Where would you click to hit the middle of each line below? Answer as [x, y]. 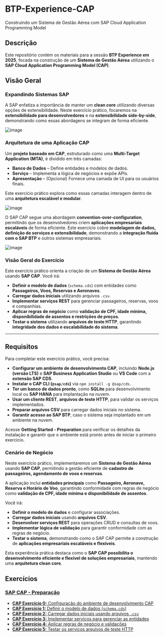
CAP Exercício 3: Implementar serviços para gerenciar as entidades [81, 618]
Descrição [21, 43]
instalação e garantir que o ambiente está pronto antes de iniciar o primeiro [81, 435]
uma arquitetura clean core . [34, 563]
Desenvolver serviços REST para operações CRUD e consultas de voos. [85, 523]
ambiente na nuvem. [33, 420]
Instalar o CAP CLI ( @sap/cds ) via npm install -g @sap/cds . [72, 383]
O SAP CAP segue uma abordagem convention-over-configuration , [74, 217]
